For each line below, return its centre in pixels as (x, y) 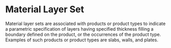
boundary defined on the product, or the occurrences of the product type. (83, 34)
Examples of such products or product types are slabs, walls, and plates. (82, 40)
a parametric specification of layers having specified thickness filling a (80, 29)
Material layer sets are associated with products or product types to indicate (86, 23)
